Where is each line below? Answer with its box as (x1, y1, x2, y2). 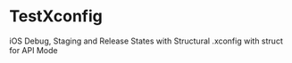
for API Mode (9, 44, 58, 55)
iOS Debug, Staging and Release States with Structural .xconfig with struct (9, 35, 283, 46)
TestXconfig (9, 6, 103, 27)
